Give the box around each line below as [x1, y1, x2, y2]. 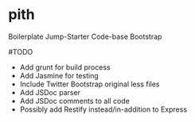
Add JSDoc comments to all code [19, 96, 130, 105]
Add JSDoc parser [19, 87, 81, 97]
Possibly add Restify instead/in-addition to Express [19, 105, 188, 114]
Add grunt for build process [19, 62, 111, 72]
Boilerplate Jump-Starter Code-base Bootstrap [8, 32, 162, 41]
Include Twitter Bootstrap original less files [19, 79, 160, 89]
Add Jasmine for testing [19, 71, 99, 80]
